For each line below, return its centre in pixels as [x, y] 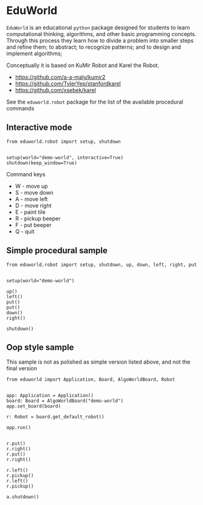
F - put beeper [33, 225]
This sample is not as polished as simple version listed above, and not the [98, 362]
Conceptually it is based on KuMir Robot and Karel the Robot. [83, 65]
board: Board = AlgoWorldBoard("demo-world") [65, 401]
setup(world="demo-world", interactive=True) [65, 157]
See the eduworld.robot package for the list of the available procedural [95, 102]
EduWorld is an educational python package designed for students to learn [98, 27]
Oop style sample [40, 347]
